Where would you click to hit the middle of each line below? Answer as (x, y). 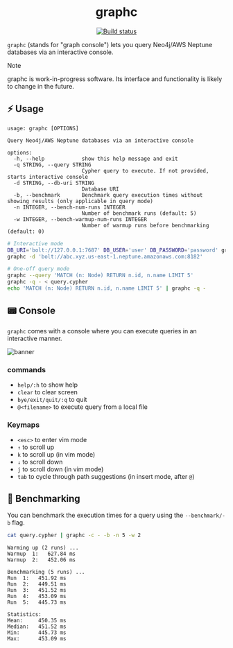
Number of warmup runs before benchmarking (145, 225)
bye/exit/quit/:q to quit (52, 399)
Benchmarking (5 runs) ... (46, 572)
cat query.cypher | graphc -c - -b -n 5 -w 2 (74, 535)
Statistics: (24, 614)
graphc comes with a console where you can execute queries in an (102, 331)
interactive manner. (35, 338)
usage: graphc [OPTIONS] (43, 128)
